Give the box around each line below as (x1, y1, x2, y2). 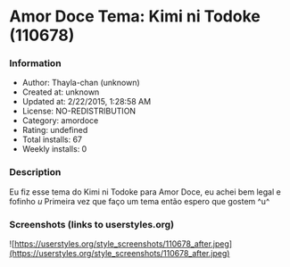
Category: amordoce (21, 115, 99, 126)
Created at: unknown (21, 87, 100, 97)
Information (9, 57, 62, 70)
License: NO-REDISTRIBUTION (21, 105, 137, 117)
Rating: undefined (21, 125, 88, 136)
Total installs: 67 (21, 134, 83, 145)
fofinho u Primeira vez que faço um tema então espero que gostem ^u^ (9, 196, 270, 206)
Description (9, 166, 62, 179)
